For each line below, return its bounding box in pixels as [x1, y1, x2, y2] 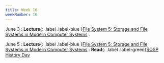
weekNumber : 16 [5, 12, 38, 17]
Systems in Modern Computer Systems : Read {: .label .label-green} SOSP [5, 46, 159, 52]
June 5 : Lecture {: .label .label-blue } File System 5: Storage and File [5, 41, 148, 47]
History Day [5, 51, 30, 58]
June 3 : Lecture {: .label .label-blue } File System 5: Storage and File [5, 26, 148, 32]
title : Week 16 [5, 7, 38, 13]
